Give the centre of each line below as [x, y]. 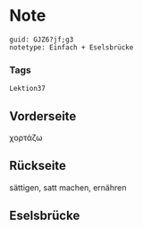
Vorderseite [43, 116]
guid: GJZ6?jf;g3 [42, 40]
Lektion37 [28, 89]
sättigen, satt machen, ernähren [68, 187]
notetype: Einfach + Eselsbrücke [71, 47]
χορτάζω [26, 138]
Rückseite [38, 166]
